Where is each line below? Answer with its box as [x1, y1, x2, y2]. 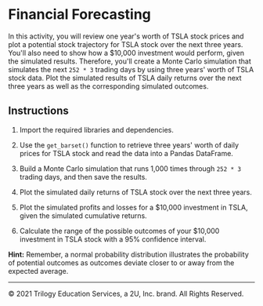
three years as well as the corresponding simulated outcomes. [8, 81, 209, 91]
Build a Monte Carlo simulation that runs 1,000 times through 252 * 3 [19, 163, 242, 173]
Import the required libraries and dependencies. [19, 125, 175, 134]
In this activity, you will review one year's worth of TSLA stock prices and [8, 31, 244, 41]
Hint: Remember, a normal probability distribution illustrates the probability [8, 250, 249, 259]
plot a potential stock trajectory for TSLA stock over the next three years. [8, 39, 243, 49]
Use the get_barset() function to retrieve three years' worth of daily [19, 140, 240, 150]
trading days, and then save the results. [19, 172, 147, 181]
